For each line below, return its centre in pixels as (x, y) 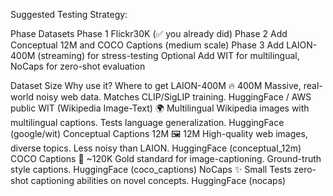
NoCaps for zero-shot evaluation (78, 66)
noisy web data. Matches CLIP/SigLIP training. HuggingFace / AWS (173, 97)
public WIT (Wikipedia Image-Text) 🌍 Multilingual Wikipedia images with (160, 108)
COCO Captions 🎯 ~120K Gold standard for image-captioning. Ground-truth (166, 158)
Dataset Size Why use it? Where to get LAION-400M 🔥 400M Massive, (156, 85)
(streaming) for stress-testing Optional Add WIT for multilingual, (168, 55)
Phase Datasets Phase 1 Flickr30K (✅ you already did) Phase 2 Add (149, 33)
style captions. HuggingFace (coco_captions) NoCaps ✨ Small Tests (151, 169)
